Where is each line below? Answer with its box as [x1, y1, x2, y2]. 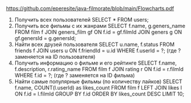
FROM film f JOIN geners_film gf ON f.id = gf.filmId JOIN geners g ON [14, 29, 182, 35]
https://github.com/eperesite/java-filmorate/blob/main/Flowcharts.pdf [6, 5, 174, 12]
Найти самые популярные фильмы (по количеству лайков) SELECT [14, 78, 183, 85]
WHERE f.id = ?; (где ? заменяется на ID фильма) [14, 72, 136, 79]
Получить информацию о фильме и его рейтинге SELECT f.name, [14, 59, 177, 66]
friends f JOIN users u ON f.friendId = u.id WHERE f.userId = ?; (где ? [14, 47, 181, 54]
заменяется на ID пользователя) [14, 54, 96, 60]
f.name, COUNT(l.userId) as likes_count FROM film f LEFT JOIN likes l [14, 84, 182, 91]
